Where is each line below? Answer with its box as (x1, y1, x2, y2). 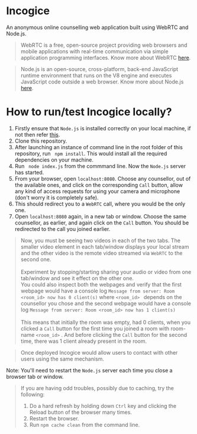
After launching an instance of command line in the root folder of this (14, 143, 183, 150)
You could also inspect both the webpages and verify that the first (20, 281, 182, 288)
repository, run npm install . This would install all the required (14, 150, 167, 157)
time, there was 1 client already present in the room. (20, 337, 147, 345)
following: (20, 391, 45, 398)
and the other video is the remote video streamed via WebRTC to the (20, 249, 183, 256)
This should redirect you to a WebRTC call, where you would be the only (14, 200, 186, 207)
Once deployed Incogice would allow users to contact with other (20, 349, 178, 356)
